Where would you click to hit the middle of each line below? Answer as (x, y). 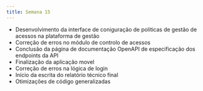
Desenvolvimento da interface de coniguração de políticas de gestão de (106, 29)
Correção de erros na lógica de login (61, 68)
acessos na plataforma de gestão (57, 36)
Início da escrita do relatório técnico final (67, 75)
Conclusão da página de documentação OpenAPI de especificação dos (105, 49)
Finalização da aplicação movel (55, 62)
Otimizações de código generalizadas (63, 81)
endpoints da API (37, 55)
